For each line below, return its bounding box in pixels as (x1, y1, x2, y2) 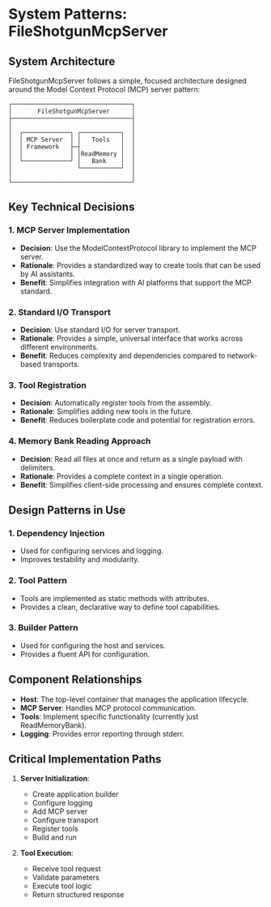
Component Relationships (8, 673, 142, 686)
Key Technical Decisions (8, 200, 135, 214)
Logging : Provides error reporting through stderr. (19, 729, 184, 738)
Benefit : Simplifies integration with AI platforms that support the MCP (19, 277, 252, 287)
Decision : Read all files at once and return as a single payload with (19, 453, 243, 463)
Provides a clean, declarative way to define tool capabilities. (19, 602, 221, 612)
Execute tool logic (32, 881, 92, 891)
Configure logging (32, 798, 93, 808)
